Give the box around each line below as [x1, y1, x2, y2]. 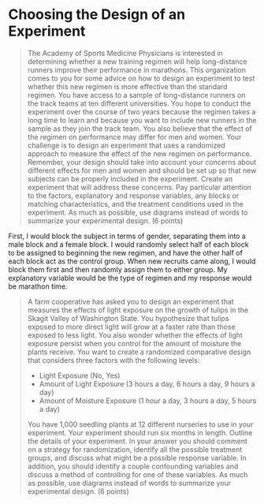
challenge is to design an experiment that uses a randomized [27, 140, 226, 150]
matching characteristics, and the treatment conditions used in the [27, 199, 244, 208]
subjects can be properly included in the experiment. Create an [27, 174, 233, 183]
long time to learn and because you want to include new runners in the [27, 115, 258, 125]
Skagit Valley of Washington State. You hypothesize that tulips [27, 313, 229, 323]
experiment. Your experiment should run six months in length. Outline [27, 427, 253, 437]
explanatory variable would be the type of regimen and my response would [8, 273, 252, 282]
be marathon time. [8, 282, 68, 291]
